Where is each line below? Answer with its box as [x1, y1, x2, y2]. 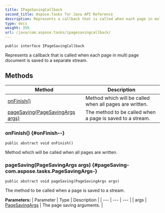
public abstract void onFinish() [5, 141, 74, 146]
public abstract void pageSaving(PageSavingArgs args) [5, 179, 120, 184]
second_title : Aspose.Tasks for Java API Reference [5, 12, 113, 17]
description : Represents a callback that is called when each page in [5, 16, 153, 21]
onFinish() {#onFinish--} [5, 129, 65, 136]
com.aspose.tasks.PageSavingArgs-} [5, 168, 98, 175]
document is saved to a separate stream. [5, 58, 88, 63]
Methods [5, 72, 33, 80]
